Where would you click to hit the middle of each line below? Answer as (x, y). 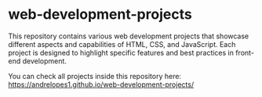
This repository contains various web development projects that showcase (129, 36)
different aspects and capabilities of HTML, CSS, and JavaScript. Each (122, 44)
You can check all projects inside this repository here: (95, 76)
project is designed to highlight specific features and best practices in (121, 52)
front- (245, 52)
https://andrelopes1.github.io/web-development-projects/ (101, 84)
